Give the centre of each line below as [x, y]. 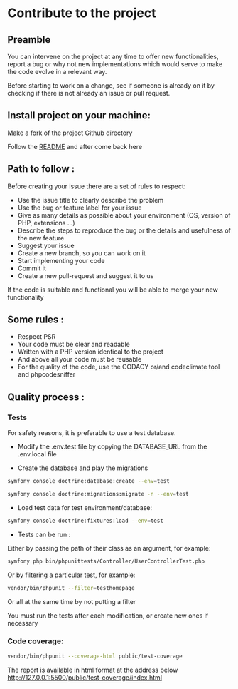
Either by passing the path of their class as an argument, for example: [109, 548]
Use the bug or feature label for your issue [80, 208]
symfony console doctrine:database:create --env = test [89, 481]
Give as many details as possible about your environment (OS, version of [124, 215]
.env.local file [37, 454]
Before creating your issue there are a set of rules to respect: [97, 186]
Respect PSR [37, 337]
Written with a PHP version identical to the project [90, 352]
